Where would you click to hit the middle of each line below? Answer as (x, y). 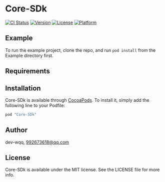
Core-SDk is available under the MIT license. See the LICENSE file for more (82, 170)
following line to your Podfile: (35, 105)
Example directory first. (29, 55)
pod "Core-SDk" (21, 114)
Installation (23, 88)
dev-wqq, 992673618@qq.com (37, 142)
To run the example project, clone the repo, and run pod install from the (80, 50)
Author (16, 130)
